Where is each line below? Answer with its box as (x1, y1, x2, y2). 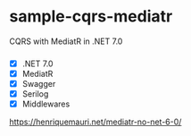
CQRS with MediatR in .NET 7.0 (9, 36, 123, 47)
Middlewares (21, 98, 71, 109)
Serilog (21, 89, 49, 99)
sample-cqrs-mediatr (9, 6, 173, 27)
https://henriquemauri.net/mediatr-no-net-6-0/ (9, 116, 182, 127)
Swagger (21, 78, 56, 89)
